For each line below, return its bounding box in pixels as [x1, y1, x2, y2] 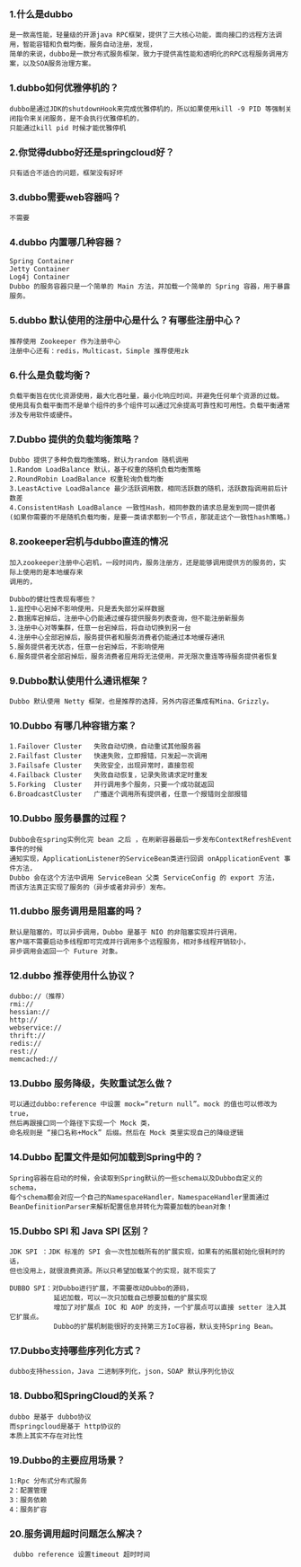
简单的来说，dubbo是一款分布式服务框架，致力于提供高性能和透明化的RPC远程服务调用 [9, 49, 283, 59]
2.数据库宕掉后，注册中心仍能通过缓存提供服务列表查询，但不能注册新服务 [9, 614, 245, 623]
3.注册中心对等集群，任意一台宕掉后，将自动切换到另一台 [9, 623, 191, 633]
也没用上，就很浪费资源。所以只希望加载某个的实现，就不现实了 [15, 1267, 217, 1276]
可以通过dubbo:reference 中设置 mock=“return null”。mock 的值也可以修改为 [9, 1100, 278, 1109]
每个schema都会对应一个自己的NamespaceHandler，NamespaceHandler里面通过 [9, 1192, 270, 1201]
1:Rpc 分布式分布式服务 [9, 1476, 88, 1485]
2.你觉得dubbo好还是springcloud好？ [9, 146, 175, 158]
